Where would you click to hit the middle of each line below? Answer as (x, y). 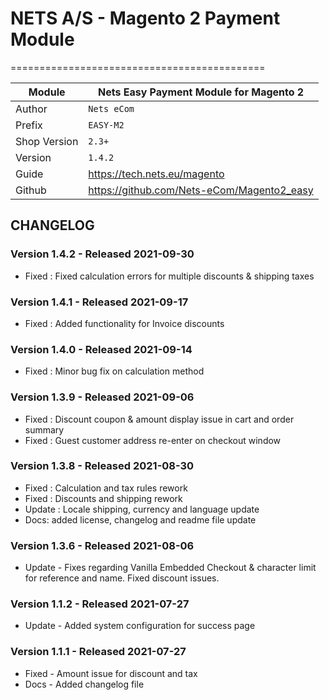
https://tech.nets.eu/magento (156, 174)
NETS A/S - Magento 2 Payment (145, 18)
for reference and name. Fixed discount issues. (122, 578)
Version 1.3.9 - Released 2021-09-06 (102, 397)
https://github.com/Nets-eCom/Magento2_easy (201, 190)
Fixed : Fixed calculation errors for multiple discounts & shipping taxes (169, 276)
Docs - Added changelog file (84, 684)
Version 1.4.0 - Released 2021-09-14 (101, 349)
